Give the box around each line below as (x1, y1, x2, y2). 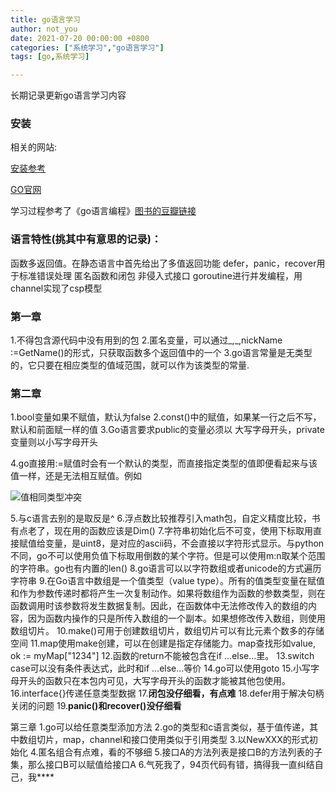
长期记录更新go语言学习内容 (10, 89, 127, 101)
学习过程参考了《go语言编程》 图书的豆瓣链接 (10, 205, 197, 217)
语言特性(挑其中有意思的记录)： (10, 232, 162, 246)
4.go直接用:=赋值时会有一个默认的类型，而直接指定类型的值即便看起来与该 (10, 457, 318, 470)
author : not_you (10, 24, 78, 34)
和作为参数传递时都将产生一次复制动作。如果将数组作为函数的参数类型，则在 (10, 587, 326, 600)
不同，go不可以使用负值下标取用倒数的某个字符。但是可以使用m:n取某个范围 (10, 550, 326, 562)
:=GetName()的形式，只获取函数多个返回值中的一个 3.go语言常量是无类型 (10, 347, 313, 359)
